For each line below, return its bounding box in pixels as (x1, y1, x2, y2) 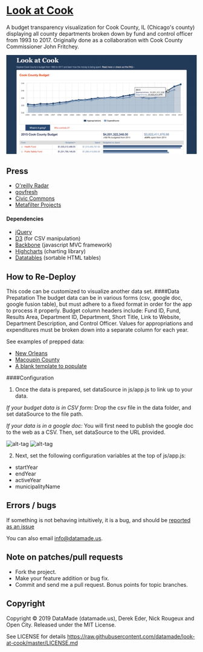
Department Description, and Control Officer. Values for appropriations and (6, 320, 193, 327)
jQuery (14, 228, 32, 236)
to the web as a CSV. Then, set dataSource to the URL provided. (6, 428, 166, 436)
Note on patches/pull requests (6, 552, 123, 563)
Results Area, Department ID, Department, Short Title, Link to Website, (6, 314, 181, 321)
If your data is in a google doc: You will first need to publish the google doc (6, 422, 194, 430)
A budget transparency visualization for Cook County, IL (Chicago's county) (6, 24, 195, 31)
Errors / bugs (6, 500, 57, 511)
